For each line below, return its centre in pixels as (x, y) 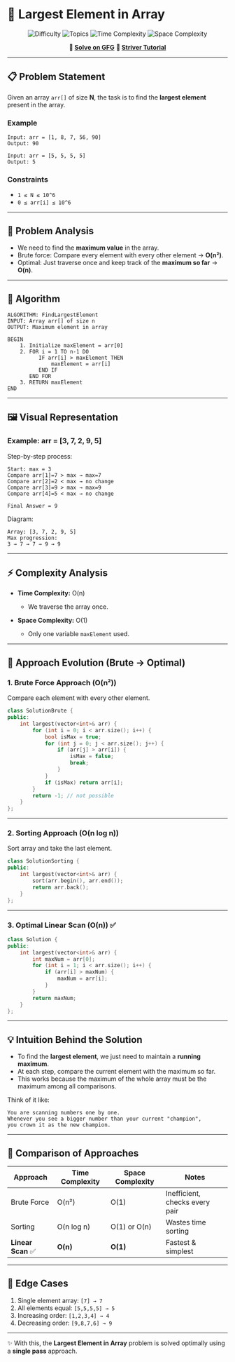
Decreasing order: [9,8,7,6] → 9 (65, 1323)
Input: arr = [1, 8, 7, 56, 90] (54, 137)
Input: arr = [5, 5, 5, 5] (47, 156)
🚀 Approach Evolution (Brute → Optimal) (97, 662)
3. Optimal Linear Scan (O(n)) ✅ (62, 925)
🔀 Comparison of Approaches (73, 1153)
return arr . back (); (61, 887)
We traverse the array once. (68, 607)
